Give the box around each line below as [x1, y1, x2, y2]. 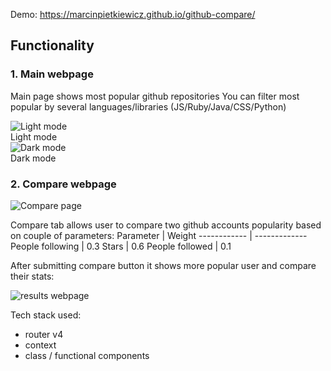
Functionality [10, 37, 95, 54]
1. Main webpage [10, 67, 94, 81]
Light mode [10, 130, 58, 143]
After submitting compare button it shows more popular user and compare [10, 259, 317, 271]
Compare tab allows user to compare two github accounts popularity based [10, 219, 322, 231]
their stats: [10, 270, 55, 282]
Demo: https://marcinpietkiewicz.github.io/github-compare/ [10, 9, 256, 20]
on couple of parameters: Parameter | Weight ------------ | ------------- [10, 229, 308, 241]
